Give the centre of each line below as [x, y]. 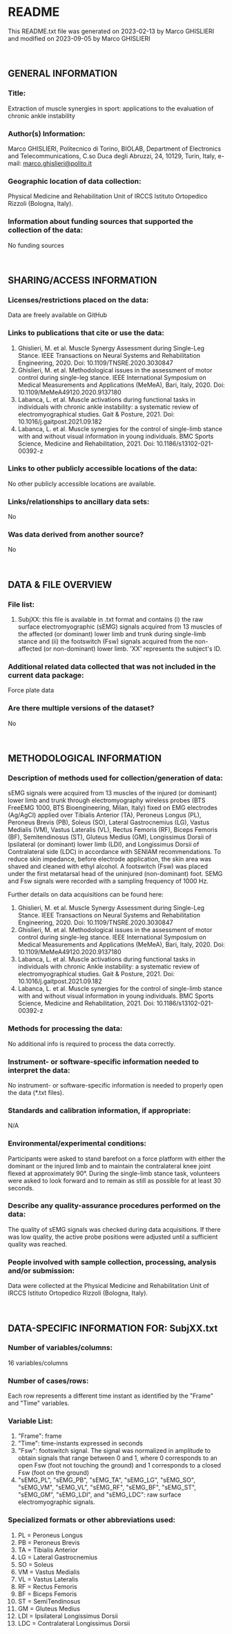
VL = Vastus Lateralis [48, 1579]
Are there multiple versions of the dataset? [81, 708]
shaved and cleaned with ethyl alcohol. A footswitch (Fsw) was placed [108, 866]
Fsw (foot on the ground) [53, 1473]
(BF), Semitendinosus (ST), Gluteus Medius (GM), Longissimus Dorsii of [110, 837]
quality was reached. [38, 1244]
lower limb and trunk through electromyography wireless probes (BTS [107, 800]
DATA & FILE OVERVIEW [60, 585]
